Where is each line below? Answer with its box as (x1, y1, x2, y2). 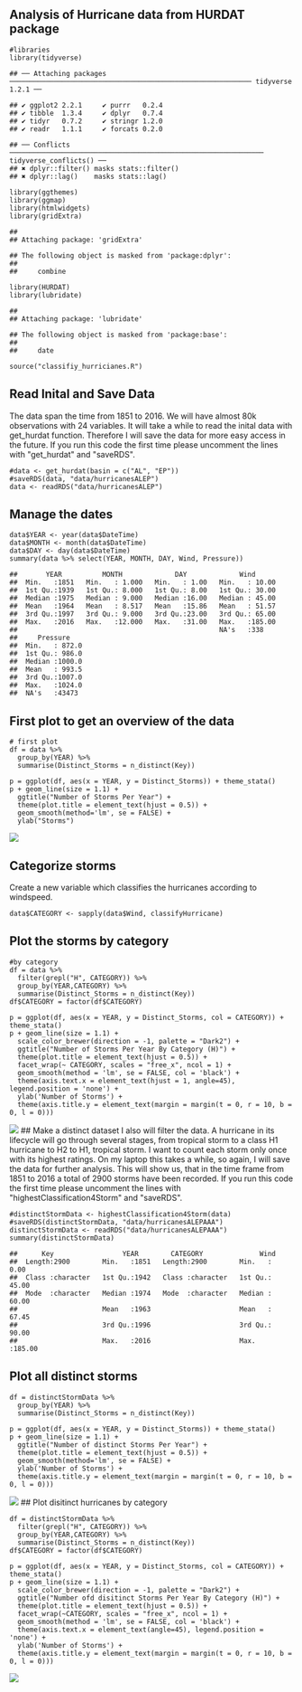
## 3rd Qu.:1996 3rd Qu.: (9, 1320, 272, 1329)
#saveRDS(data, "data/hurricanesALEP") (9, 474, 160, 483)
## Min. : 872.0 (9, 641, 83, 650)
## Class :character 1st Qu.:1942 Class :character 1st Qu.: (9, 1272, 272, 1282)
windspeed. (9, 892, 53, 903)
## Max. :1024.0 (9, 681, 83, 690)
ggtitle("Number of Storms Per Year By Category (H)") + (17, 1045, 236, 1054)
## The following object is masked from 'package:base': (9, 330, 228, 339)
